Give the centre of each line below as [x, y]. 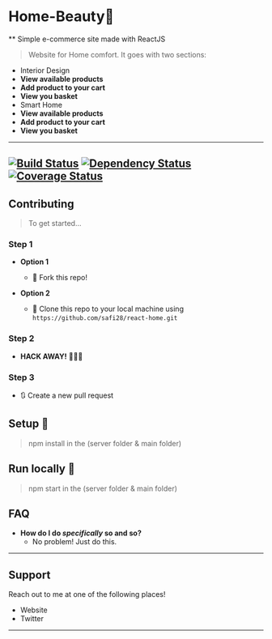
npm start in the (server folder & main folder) [103, 488]
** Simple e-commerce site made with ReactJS [87, 39]
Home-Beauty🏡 [62, 17]
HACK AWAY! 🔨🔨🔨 [51, 356]
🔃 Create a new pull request [67, 395]
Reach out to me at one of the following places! [87, 594]
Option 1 [34, 262]
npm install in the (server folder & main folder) [105, 443]
